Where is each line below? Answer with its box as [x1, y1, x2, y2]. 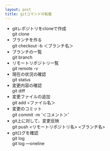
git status [12, 76, 31, 82]
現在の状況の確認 [12, 71, 46, 77]
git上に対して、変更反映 [12, 118, 59, 123]
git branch [12, 54, 33, 60]
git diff [12, 88, 26, 93]
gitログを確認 [12, 130, 39, 136]
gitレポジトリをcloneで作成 [12, 25, 67, 31]
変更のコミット [12, 106, 42, 111]
